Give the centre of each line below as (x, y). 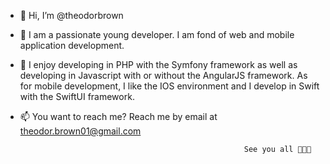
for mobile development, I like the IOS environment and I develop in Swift (169, 86)
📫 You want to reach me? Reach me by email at (118, 116)
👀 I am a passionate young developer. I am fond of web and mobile (157, 34)
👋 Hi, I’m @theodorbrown (71, 15)
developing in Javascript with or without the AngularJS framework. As (163, 75)
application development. (72, 45)
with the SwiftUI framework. (77, 96)
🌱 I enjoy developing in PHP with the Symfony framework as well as (158, 64)
